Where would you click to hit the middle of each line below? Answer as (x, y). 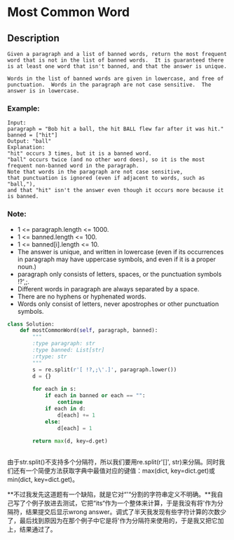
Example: (23, 108)
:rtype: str (50, 356)
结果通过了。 (38, 529)
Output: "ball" (29, 141)
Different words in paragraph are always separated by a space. (108, 289)
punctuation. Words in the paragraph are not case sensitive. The (109, 85)
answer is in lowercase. (43, 91)
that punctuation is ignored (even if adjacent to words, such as (106, 178)
